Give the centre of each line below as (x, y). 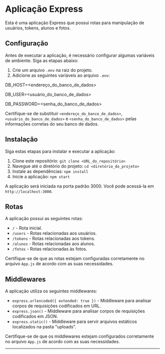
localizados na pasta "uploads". (44, 327)
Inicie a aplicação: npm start (41, 176)
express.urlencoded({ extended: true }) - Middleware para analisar (82, 301)
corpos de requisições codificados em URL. (56, 306)
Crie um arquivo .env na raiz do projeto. (52, 70)
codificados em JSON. (35, 317)
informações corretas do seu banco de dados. (52, 124)
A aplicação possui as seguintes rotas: (44, 219)
